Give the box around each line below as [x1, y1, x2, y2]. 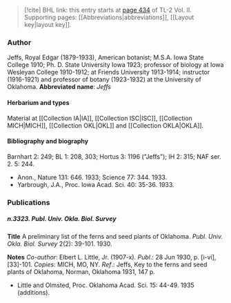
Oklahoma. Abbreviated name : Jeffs [7, 83, 112, 91]
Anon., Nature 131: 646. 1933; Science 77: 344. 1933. [17, 173, 168, 182]
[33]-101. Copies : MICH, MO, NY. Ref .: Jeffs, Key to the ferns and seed [7, 260, 208, 268]
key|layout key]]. [23, 21, 72, 28]
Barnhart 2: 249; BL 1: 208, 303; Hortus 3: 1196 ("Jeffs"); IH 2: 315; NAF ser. [7, 152, 222, 161]
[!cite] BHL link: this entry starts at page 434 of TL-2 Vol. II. [23, 6, 192, 14]
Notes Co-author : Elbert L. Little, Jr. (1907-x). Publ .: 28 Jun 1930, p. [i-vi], [7, 253, 217, 261]
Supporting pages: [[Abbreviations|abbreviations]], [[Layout [23, 13, 194, 21]
